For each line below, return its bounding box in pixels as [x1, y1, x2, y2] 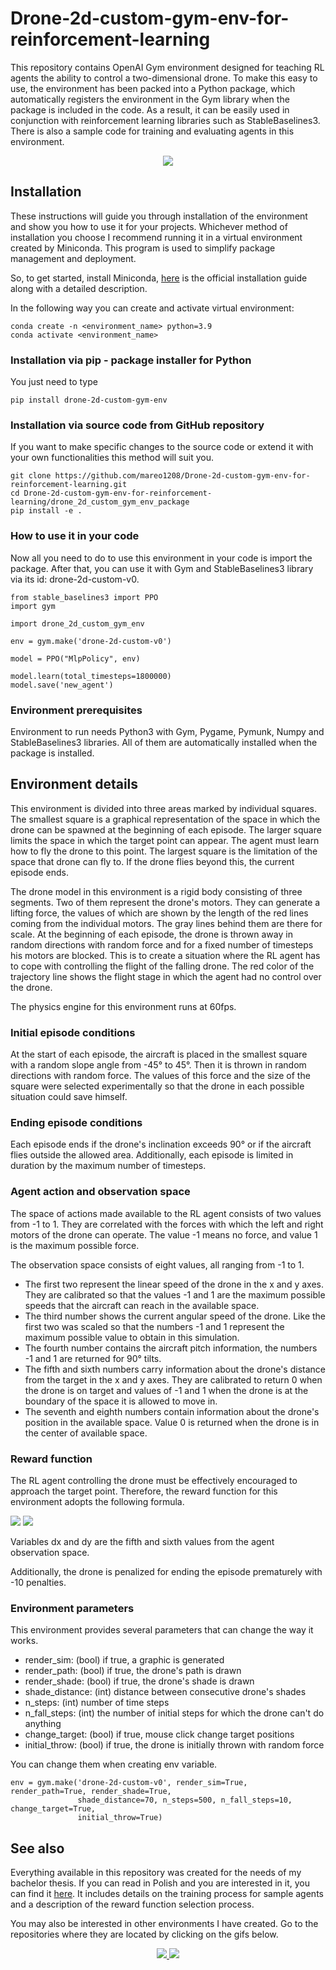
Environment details [10, 776, 139, 793]
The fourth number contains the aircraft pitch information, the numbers [24, 1342, 318, 1354]
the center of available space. [24, 1427, 148, 1439]
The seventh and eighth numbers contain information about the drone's [24, 1405, 320, 1417]
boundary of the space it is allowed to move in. [24, 1395, 218, 1407]
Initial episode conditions [10, 1025, 136, 1039]
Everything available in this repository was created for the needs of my [10, 1867, 302, 1879]
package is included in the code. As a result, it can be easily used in [10, 103, 290, 116]
